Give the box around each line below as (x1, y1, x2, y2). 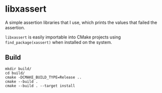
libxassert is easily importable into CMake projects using (5, 34, 121, 40)
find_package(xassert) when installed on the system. (5, 39, 112, 45)
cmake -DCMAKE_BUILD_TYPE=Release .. (5, 74, 82, 80)
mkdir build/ (5, 66, 32, 71)
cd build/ (5, 71, 25, 75)
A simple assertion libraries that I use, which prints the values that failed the (5, 19, 158, 25)
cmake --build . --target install (5, 83, 76, 88)
